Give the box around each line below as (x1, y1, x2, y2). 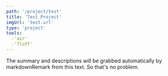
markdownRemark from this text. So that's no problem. (6, 63, 139, 70)
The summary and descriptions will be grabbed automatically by (6, 57, 162, 64)
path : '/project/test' (6, 8, 62, 15)
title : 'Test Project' (6, 14, 62, 20)
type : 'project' (6, 25, 46, 31)
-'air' (11, 36, 28, 42)
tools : (6, 30, 22, 36)
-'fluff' (11, 42, 33, 47)
